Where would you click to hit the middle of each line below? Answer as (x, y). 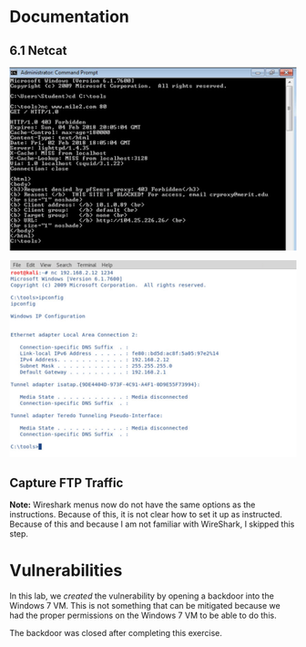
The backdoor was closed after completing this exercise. (116, 633)
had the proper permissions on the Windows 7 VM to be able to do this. (143, 616)
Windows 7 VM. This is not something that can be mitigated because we (145, 606)
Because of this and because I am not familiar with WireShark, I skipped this (152, 524)
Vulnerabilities (66, 571)
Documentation (70, 17)
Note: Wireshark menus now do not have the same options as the (133, 505)
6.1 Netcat (38, 51)
